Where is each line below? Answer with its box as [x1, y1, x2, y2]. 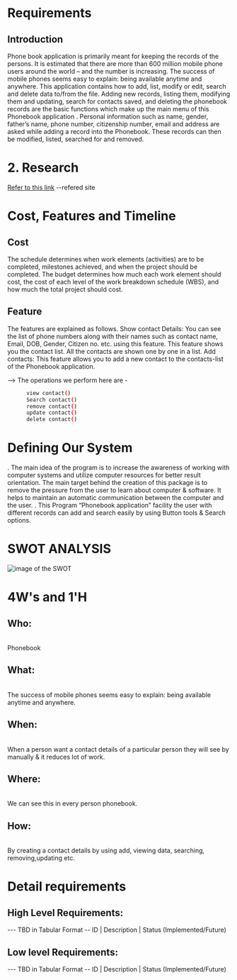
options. [7, 516, 32, 525]
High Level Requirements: [7, 906, 124, 919]
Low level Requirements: [7, 946, 119, 958]
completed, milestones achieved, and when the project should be [7, 262, 198, 271]
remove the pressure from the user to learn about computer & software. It [7, 486, 221, 494]
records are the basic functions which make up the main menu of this [7, 105, 209, 113]
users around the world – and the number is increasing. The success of [7, 67, 215, 75]
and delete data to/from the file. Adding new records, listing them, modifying [7, 90, 231, 98]
